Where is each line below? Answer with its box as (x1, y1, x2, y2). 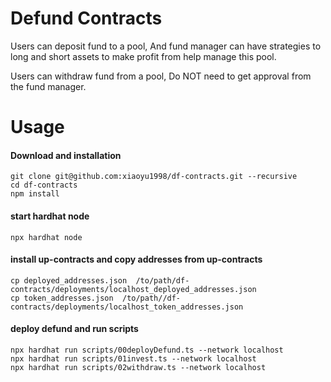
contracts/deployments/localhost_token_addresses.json (10, 302, 244, 312)
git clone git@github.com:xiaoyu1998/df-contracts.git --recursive (10, 172, 298, 182)
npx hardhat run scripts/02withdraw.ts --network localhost (10, 362, 267, 372)
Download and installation (10, 149, 122, 161)
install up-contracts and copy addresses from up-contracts (10, 253, 263, 266)
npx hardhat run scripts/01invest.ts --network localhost (10, 353, 257, 364)
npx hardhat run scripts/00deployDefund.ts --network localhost (10, 345, 284, 355)
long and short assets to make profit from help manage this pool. (10, 50, 277, 62)
